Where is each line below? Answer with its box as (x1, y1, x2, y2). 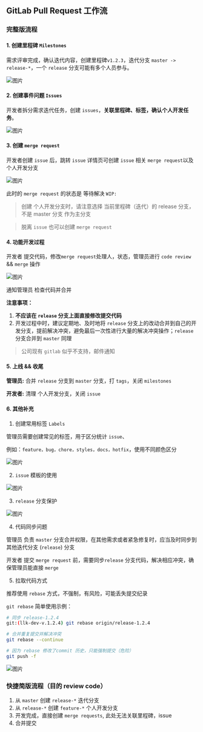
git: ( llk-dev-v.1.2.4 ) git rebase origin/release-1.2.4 (6, 620, 150, 626)
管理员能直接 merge (11, 563, 59, 571)
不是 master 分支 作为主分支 (21, 210, 91, 217)
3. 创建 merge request (6, 142, 60, 149)
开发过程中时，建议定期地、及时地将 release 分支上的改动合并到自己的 (15, 320, 191, 327)
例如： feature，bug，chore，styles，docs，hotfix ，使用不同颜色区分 (6, 445, 177, 453)
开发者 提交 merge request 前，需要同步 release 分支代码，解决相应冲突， (6, 556, 189, 563)
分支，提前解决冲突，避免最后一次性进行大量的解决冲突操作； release (20, 327, 194, 335)
